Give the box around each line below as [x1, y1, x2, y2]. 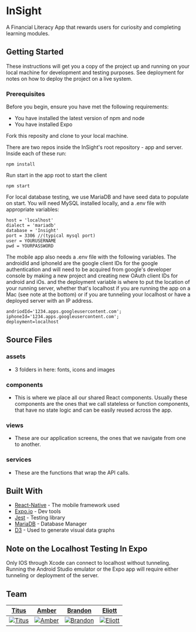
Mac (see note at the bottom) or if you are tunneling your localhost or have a [6, 291, 191, 298]
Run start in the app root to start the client [6, 172, 107, 179]
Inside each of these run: [6, 150, 66, 157]
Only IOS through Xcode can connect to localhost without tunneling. [6, 560, 171, 567]
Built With [6, 486, 43, 496]
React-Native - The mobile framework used [14, 502, 120, 509]
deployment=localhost [6, 319, 59, 325]
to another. [14, 441, 41, 448]
